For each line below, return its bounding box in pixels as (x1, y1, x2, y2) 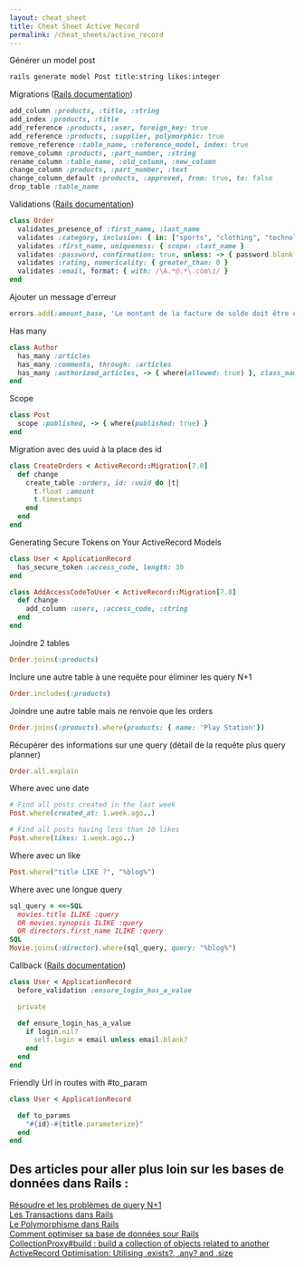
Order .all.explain (9, 767, 79, 776)
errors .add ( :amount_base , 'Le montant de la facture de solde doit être (9, 309, 290, 318)
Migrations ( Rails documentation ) (9, 89, 133, 100)
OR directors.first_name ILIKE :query (17, 926, 165, 936)
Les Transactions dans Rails (9, 1209, 114, 1220)
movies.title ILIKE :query (17, 910, 119, 919)
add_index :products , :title (9, 115, 119, 124)
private (17, 1002, 47, 1011)
